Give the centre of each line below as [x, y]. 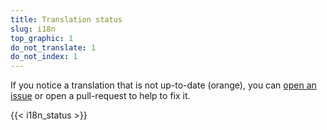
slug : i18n [33, 29]
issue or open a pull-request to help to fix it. [100, 96]
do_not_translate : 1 [53, 47]
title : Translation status [66, 19]
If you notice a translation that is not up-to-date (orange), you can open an [163, 85]
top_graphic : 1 [42, 38]
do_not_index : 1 [44, 57]
